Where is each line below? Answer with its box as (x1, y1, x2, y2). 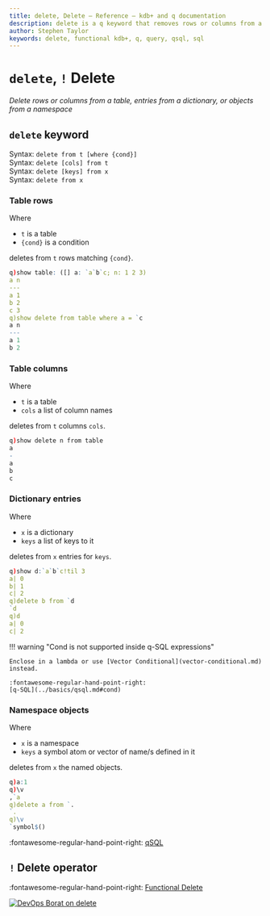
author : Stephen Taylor (9, 27, 89, 35)
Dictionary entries (9, 493, 81, 504)
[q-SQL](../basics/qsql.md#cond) (9, 685, 122, 694)
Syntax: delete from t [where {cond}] (9, 149, 138, 158)
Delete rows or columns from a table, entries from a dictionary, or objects (9, 96, 254, 106)
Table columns (9, 362, 69, 374)
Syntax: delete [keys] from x (9, 166, 109, 176)
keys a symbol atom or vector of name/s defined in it (20, 747, 196, 756)
